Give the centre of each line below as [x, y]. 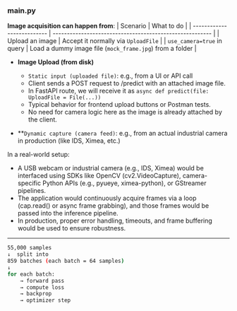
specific [29, 183]
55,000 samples [30, 248]
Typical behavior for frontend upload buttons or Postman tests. [120, 105]
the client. [43, 119]
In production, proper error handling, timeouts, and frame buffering [115, 221]
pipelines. [32, 191]
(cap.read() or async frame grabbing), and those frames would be [113, 206]
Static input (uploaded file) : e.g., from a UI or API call [110, 76]
